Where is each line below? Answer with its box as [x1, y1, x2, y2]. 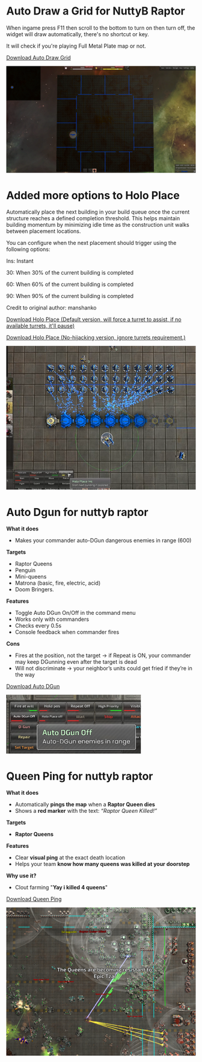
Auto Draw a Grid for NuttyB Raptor [6, 4, 185, 18]
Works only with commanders [14, 615, 89, 623]
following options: [6, 246, 50, 253]
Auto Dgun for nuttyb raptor [6, 505, 148, 519]
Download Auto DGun [6, 683, 60, 690]
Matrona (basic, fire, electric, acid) [14, 579, 101, 587]
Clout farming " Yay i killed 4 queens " [14, 884, 108, 891]
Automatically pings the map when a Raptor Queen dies [14, 801, 155, 808]
